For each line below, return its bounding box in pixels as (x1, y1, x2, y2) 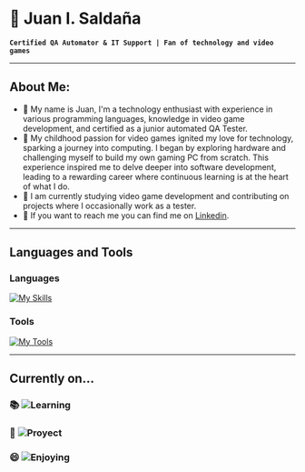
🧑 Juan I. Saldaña (9, 8, 142, 29)
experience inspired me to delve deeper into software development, (22, 161, 277, 172)
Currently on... (9, 371, 95, 387)
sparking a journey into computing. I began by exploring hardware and (22, 142, 286, 153)
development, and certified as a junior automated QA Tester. (22, 123, 248, 134)
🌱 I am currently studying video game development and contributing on (22, 190, 290, 201)
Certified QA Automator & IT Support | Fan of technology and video (9, 38, 274, 47)
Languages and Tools (9, 245, 133, 260)
